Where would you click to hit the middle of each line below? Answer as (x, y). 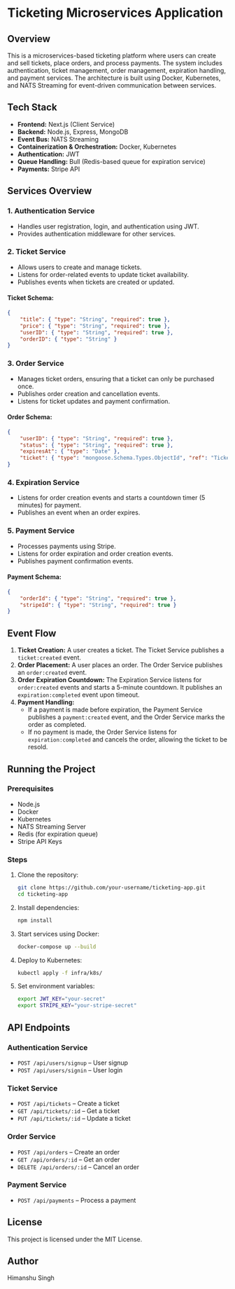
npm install (35, 920)
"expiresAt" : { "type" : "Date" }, (70, 451)
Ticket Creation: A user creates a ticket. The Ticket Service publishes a (121, 650)
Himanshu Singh (31, 1278)
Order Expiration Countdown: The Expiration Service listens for (109, 680)
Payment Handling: (46, 702)
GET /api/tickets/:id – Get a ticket (69, 1111)
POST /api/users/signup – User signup (72, 1063)
